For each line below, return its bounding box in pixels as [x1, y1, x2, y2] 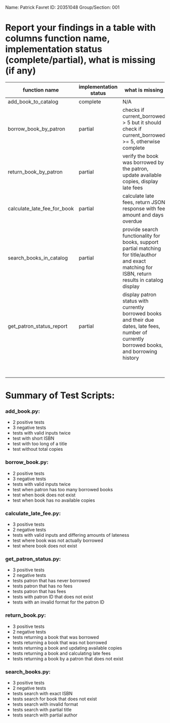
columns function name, [5, 33, 110, 45]
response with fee [122, 205, 165, 212]
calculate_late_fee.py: [5, 509, 61, 517]
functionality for [122, 232, 160, 239]
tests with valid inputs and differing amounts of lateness [12, 532, 130, 538]
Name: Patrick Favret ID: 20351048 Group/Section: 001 [5, 5, 120, 10]
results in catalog [122, 276, 163, 283]
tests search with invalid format [12, 701, 78, 707]
